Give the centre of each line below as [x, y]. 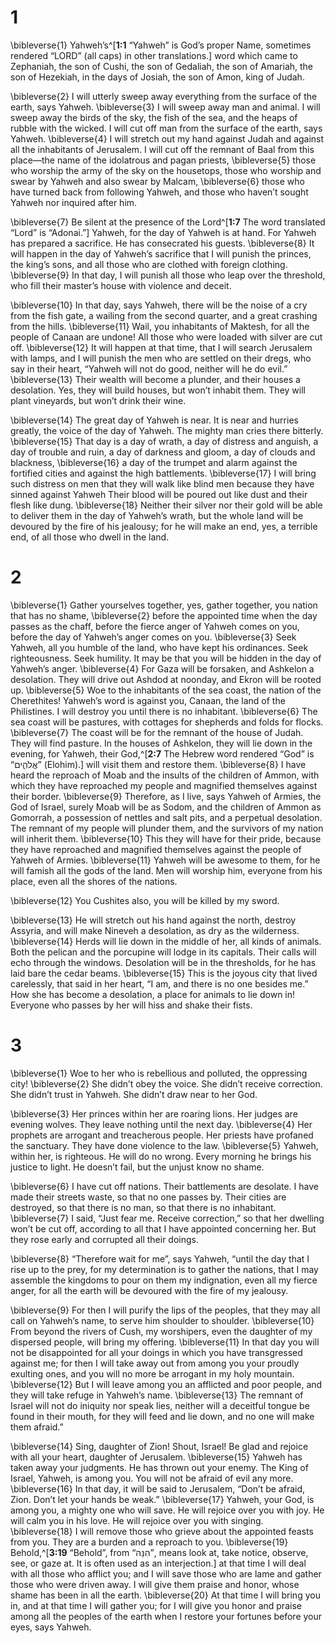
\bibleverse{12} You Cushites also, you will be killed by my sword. [145, 900]
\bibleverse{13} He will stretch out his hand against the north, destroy [153, 920]
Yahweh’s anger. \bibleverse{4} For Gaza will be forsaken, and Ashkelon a [162, 668]
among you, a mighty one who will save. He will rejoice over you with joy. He [167, 1510]
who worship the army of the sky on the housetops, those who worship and [166, 170]
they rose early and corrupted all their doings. [104, 1239]
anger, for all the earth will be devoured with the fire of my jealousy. [149, 1290]
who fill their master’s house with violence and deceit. [121, 285]
